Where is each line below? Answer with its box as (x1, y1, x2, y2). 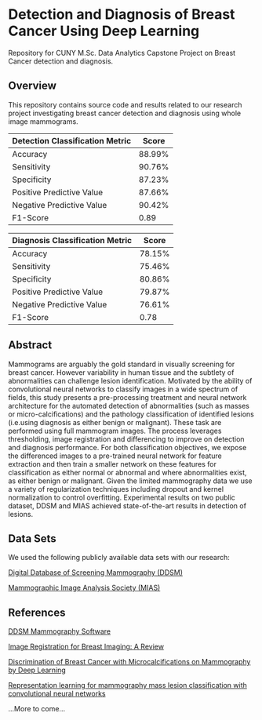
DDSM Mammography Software (8, 627, 111, 636)
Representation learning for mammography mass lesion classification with (8, 681, 247, 690)
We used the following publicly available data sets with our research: (8, 553, 230, 562)
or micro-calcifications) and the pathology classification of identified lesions (8, 409, 255, 419)
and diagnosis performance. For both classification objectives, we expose (8, 442, 247, 452)
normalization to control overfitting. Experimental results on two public (8, 493, 235, 502)
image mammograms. (8, 116, 78, 126)
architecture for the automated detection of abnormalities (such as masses (8, 401, 249, 410)
